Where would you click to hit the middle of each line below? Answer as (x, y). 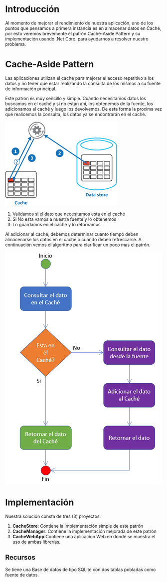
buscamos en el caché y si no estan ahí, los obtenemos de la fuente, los (79, 104)
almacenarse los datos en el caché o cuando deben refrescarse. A (74, 239)
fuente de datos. (22, 575)
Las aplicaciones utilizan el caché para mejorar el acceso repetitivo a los (80, 78)
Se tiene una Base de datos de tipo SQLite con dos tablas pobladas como (81, 570)
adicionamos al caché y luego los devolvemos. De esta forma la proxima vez (83, 109)
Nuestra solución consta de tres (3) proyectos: (53, 516)
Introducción (32, 9)
